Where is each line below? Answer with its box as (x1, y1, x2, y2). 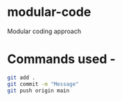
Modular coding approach (7, 27, 82, 35)
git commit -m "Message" (7, 80, 79, 87)
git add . (7, 74, 36, 81)
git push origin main (7, 87, 70, 94)
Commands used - (7, 51, 116, 67)
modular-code (7, 4, 91, 20)
